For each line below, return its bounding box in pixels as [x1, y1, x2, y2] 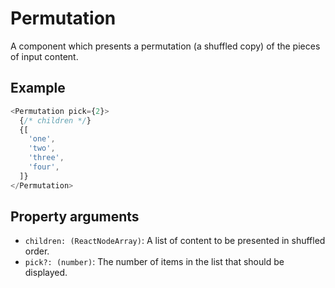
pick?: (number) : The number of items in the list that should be [24, 256, 285, 268]
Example [10, 80, 66, 97]
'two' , [28, 143, 56, 154]
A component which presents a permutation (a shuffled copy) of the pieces [10, 40, 321, 52]
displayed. [24, 267, 68, 279]
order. [24, 245, 50, 257]
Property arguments [10, 208, 140, 226]
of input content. [10, 50, 79, 62]
